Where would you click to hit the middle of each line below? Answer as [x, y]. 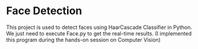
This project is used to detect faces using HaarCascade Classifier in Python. [99, 27]
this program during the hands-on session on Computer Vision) [84, 40]
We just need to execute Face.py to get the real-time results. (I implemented [99, 33]
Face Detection [44, 11]
